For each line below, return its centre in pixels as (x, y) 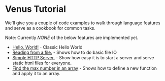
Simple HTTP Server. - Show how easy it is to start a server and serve (83, 57)
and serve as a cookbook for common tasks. (50, 28)
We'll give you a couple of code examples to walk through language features (83, 23)
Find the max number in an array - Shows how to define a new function (84, 68)
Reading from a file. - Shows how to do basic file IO (65, 52)
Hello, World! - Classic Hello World (47, 47)
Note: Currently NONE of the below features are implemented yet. (72, 38)
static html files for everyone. (42, 63)
